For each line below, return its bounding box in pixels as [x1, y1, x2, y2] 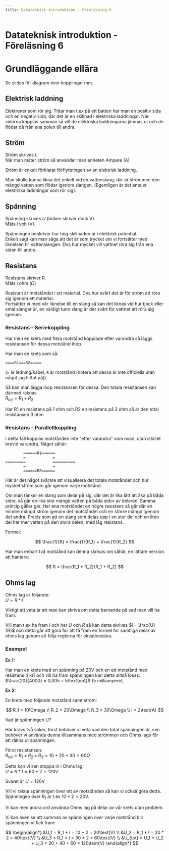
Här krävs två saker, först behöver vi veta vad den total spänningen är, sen [5, 726, 160, 732]
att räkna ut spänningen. [5, 737, 56, 743]
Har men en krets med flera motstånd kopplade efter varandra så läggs [5, 335, 153, 341]
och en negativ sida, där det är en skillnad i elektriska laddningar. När [5, 113, 149, 119]
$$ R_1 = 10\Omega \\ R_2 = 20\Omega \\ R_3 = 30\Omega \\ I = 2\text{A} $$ [6, 707, 164, 713]
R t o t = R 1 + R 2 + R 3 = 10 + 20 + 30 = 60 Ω [5, 752, 90, 760]
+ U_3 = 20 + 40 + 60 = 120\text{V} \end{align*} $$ [31, 840, 139, 846]
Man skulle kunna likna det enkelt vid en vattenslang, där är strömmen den [5, 177, 160, 183]
